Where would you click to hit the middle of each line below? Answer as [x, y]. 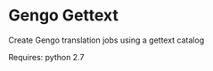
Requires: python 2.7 [46, 57]
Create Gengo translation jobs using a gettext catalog [106, 40]
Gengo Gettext [64, 16]
